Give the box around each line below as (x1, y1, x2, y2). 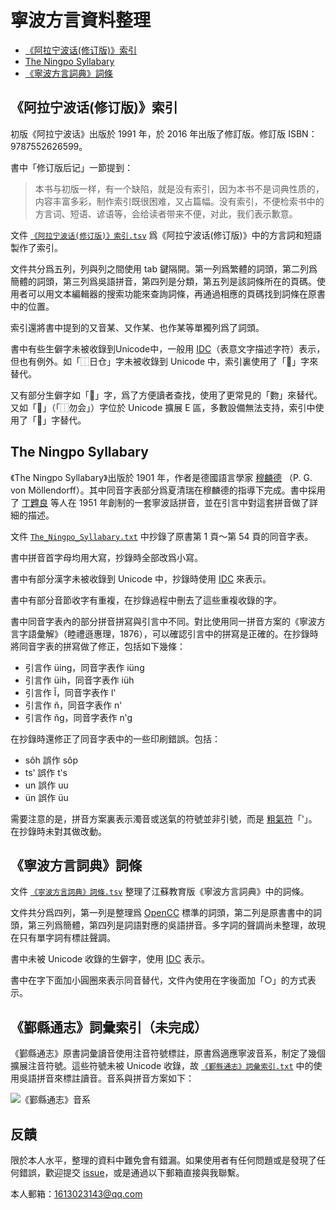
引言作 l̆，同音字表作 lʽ (24, 686, 117, 698)
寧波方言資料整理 (10, 9, 152, 32)
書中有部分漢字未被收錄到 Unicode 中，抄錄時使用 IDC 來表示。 (10, 572, 272, 585)
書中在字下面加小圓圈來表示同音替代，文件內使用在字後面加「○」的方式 (10, 974, 308, 986)
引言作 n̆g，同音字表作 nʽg (24, 711, 133, 723)
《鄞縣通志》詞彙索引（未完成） (10, 1019, 208, 1036)
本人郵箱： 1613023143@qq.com (10, 1188, 143, 1200)
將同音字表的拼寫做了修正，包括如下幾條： (10, 640, 186, 652)
